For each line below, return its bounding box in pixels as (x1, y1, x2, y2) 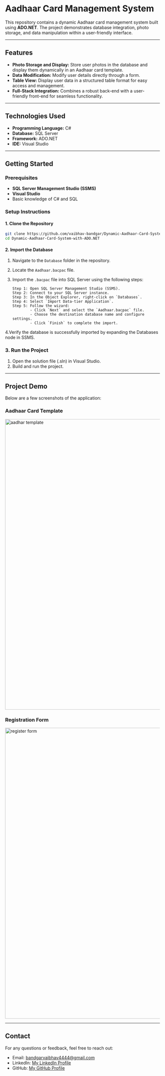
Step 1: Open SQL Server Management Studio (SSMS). (12, 286, 120, 291)
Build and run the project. (12, 363, 64, 369)
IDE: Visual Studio (12, 141, 49, 147)
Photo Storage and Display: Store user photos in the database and (12, 62, 148, 67)
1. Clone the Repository (5, 220, 54, 227)
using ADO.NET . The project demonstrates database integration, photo (5, 24, 149, 30)
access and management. (12, 82, 65, 89)
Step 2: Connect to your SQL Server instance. (12, 291, 110, 295)
